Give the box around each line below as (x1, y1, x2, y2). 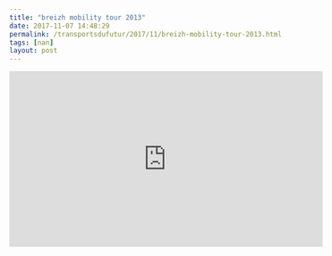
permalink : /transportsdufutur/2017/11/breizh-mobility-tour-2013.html (9, 29, 282, 38)
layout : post (9, 46, 58, 55)
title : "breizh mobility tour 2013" (9, 12, 146, 22)
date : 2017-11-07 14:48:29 (9, 21, 110, 30)
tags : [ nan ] (9, 37, 54, 47)
